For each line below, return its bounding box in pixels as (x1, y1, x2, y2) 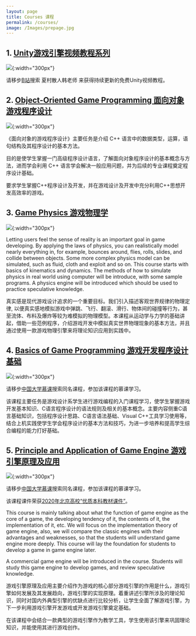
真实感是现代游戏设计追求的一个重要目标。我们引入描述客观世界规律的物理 (6, 298, 185, 305)
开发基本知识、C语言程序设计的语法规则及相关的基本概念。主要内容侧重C (6, 405, 183, 412)
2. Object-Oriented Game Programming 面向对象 (6, 95, 185, 105)
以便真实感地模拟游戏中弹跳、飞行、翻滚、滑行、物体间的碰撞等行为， (13, 305, 183, 312)
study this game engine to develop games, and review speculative (6, 564, 165, 571)
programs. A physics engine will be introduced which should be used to (6, 279, 178, 286)
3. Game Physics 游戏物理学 (6, 208, 108, 218)
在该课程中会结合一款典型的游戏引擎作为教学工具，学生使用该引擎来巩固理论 (6, 617, 190, 624)
